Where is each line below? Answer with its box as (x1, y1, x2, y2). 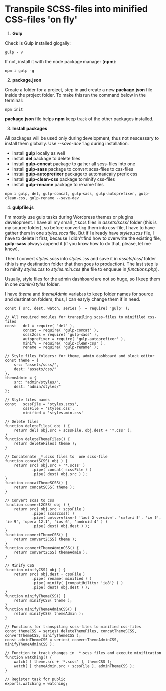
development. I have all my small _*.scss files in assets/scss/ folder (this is (5, 219, 157, 225)
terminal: (5, 97, 23, 103)
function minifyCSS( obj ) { (5, 567, 66, 572)
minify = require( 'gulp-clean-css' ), (23, 341, 106, 345)
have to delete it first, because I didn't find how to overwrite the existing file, (5, 235, 161, 241)
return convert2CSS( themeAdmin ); (14, 550, 88, 555)
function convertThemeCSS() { (5, 532, 68, 537)
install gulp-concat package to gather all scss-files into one (12, 161, 136, 167)
